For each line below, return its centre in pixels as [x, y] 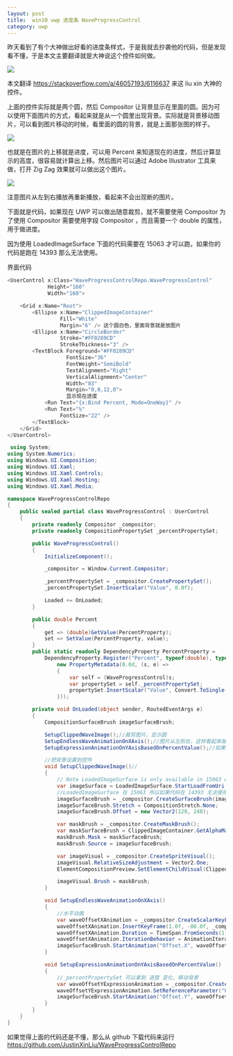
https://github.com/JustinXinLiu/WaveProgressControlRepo [92, 1044]
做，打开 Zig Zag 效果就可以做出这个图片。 [68, 169]
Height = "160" [66, 287]
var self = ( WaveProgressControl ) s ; [122, 677]
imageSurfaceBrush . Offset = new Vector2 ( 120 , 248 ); [133, 812]
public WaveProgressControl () [76, 543]
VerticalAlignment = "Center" [107, 377]
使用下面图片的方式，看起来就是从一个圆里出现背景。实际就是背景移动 [113, 116]
